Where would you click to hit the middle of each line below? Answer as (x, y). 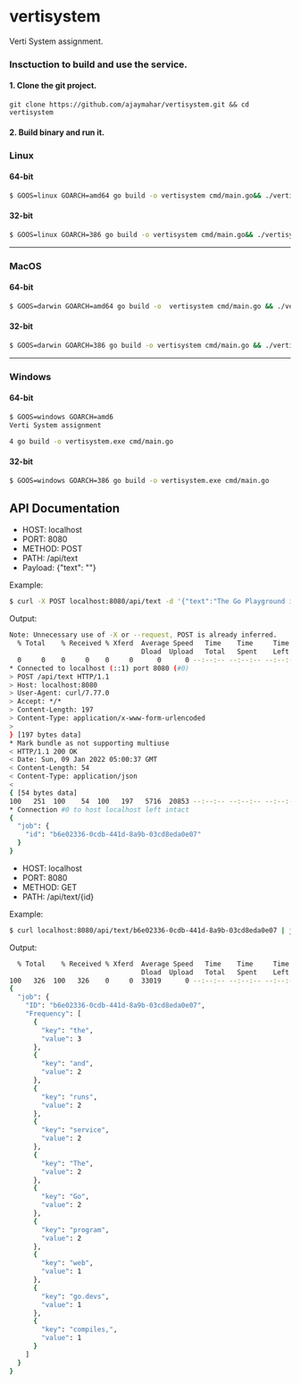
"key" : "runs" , (70, 1097)
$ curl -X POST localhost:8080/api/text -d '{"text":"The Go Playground (147, 602)
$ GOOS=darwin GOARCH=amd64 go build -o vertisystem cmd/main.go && (142, 306)
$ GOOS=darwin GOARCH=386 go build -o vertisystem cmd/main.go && (135, 345)
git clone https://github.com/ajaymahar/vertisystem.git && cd (129, 105)
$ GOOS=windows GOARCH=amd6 (62, 417)
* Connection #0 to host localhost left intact (100, 810)
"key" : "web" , (67, 1263)
